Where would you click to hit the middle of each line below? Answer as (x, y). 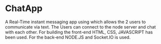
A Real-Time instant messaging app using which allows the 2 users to (76, 22)
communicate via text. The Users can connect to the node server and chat (80, 27)
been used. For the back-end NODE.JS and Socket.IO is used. (68, 37)
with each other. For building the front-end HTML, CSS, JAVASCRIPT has (79, 32)
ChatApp (24, 8)
